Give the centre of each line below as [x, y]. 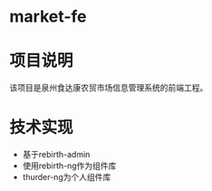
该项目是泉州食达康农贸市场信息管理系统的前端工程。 [109, 88]
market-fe [48, 17]
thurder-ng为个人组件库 [67, 177]
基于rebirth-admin [56, 155]
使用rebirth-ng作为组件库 [69, 166]
